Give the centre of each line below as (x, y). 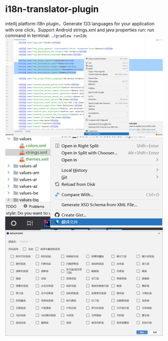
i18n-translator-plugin (52, 9)
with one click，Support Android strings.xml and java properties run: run (80, 30)
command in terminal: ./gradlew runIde (46, 35)
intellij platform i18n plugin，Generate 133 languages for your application (80, 23)
